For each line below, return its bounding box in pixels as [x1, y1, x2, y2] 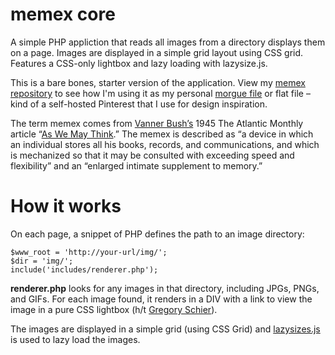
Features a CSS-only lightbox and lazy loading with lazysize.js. [10, 57, 268, 69]
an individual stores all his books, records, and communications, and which [10, 138, 320, 150]
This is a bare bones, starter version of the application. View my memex [10, 76, 306, 88]
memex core [10, 3, 116, 26]
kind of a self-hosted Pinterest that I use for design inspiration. [10, 98, 268, 110]
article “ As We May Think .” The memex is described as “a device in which [10, 128, 314, 140]
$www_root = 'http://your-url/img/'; [10, 247, 168, 257]
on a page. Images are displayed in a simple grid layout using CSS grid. [10, 46, 304, 58]
